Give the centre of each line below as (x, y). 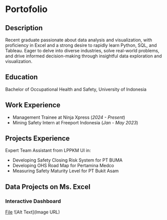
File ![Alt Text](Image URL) (33, 212)
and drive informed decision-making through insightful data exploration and (83, 56)
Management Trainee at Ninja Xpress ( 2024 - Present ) (69, 117)
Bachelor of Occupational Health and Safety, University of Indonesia (76, 89)
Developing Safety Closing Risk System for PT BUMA (67, 160)
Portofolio (26, 9)
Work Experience (33, 105)
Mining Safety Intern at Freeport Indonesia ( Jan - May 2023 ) (75, 122)
